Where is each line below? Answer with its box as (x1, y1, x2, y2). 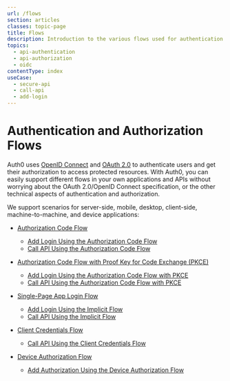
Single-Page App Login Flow (17, 291, 98, 300)
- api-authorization (13, 55, 72, 62)
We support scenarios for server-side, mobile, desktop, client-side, (7, 203, 198, 211)
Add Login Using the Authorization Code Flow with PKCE (27, 271, 189, 279)
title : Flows (7, 29, 45, 37)
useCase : (7, 74, 32, 81)
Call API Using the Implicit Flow (27, 312, 116, 320)
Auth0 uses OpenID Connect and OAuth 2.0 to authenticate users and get (7, 160, 216, 169)
